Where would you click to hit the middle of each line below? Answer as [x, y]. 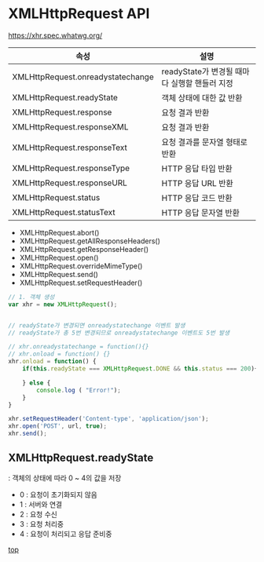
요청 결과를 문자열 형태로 [205, 142]
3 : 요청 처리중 [42, 524]
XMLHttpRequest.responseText [70, 148]
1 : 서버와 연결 [41, 504]
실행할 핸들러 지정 [202, 83]
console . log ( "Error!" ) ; [79, 390]
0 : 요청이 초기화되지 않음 [59, 494]
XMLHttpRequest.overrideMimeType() [81, 266]
